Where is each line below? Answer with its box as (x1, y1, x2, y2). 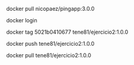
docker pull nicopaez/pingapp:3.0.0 (6, 5, 95, 12)
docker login (6, 17, 37, 23)
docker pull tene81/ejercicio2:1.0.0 (6, 52, 92, 59)
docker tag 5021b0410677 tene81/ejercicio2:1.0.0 (6, 28, 129, 36)
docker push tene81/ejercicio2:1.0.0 (6, 40, 95, 47)
